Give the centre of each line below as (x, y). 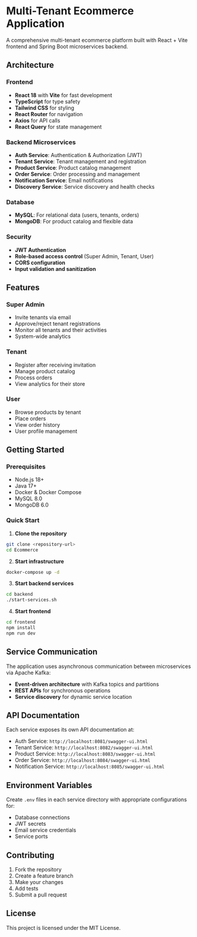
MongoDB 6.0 (32, 505)
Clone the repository (41, 533)
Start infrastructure (39, 561)
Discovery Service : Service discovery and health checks (85, 186)
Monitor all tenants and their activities (61, 330)
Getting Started (35, 450)
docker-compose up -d (33, 572)
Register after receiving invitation (55, 365)
